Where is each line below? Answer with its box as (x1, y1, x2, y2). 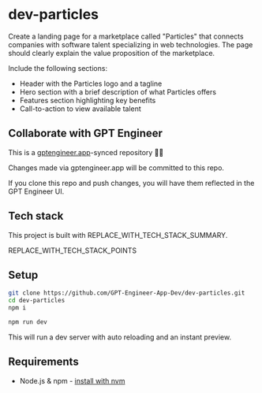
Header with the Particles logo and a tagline (19, 79, 163, 88)
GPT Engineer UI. (8, 187, 65, 196)
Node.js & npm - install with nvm (19, 376, 125, 385)
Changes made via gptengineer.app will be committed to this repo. (8, 163, 225, 172)
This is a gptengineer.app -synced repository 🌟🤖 (8, 147, 164, 157)
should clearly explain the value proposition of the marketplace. (8, 48, 215, 57)
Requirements (8, 355, 79, 369)
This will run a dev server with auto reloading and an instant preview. (8, 332, 231, 342)
